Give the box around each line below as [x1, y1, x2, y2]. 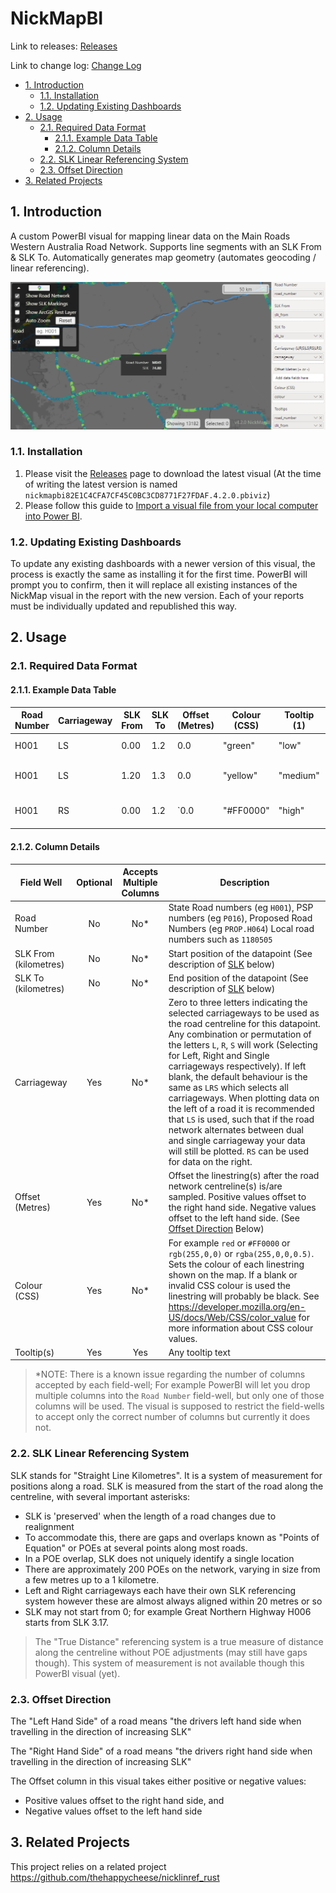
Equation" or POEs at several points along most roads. [24, 1542, 248, 1554]
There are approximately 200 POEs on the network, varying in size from [24, 1563, 321, 1575]
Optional [76, 877, 113, 889]
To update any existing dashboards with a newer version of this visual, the [10, 558, 316, 570]
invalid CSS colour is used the [168, 1279, 292, 1291]
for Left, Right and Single [168, 1050, 270, 1062]
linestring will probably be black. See [168, 1290, 320, 1302]
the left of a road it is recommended [168, 1103, 315, 1115]
